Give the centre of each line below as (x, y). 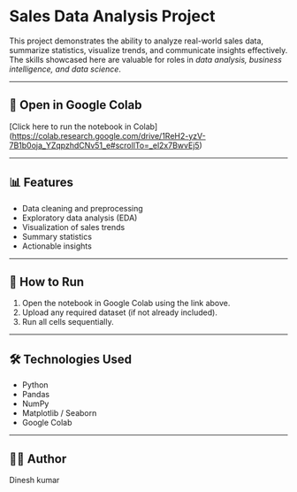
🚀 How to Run (47, 282)
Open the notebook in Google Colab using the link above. (126, 304)
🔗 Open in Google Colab (76, 105)
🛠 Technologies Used (71, 359)
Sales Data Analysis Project (112, 16)
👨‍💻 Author (38, 459)
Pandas (36, 395)
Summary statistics (57, 236)
